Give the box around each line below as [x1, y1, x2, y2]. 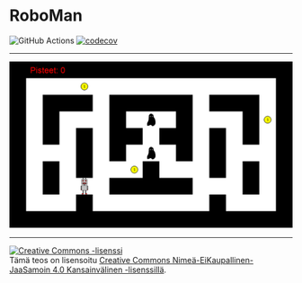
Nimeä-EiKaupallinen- [172, 255, 254, 266]
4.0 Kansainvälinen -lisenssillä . [52, 264, 167, 275]
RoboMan [9, 5, 83, 26]
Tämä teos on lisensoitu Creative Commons [9, 255, 171, 266]
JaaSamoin [9, 264, 51, 275]
